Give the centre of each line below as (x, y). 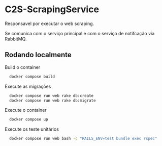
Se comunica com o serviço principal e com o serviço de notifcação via (80, 33)
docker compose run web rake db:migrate (53, 101)
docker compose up (29, 119)
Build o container (23, 67)
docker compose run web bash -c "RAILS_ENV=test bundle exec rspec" (83, 139)
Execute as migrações (28, 86)
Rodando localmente (38, 55)
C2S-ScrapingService (52, 9)
